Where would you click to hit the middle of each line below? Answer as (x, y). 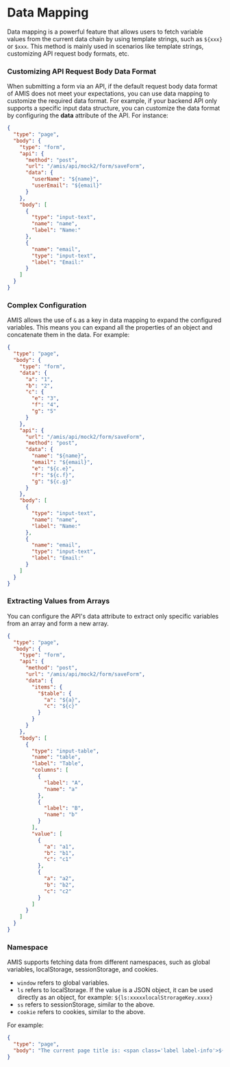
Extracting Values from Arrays (59, 601)
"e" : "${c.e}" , (53, 468)
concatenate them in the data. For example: (68, 335)
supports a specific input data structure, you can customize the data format (114, 108)
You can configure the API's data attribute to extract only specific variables (113, 616)
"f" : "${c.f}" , (53, 475)
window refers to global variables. (63, 983)
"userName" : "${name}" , (65, 179)
